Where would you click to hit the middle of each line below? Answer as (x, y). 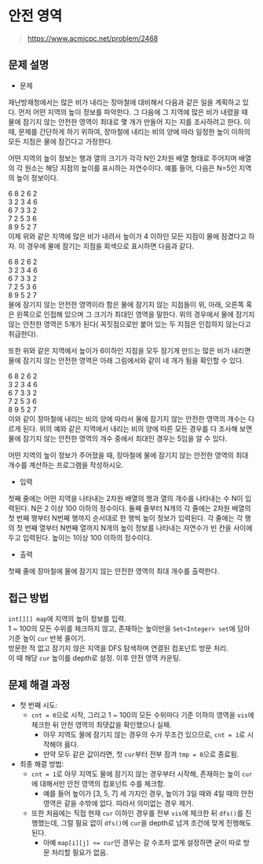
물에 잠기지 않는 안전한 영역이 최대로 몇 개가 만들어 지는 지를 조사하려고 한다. (125, 122)
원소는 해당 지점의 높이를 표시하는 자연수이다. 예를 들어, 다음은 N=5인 (131, 168)
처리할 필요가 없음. (80, 852)
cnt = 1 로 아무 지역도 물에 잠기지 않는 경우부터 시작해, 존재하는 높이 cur (142, 774)
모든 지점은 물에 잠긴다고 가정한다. (60, 141)
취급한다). (23, 334)
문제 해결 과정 (39, 685)
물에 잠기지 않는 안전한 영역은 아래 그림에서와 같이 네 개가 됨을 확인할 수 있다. (126, 360)
